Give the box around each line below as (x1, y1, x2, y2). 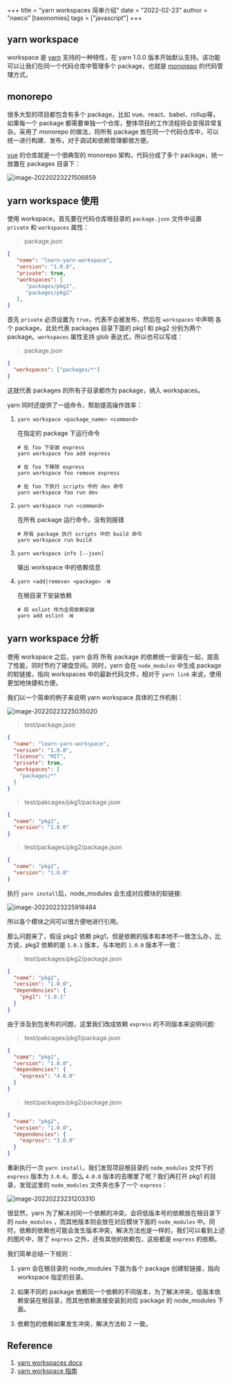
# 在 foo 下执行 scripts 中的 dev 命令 (17, 483, 124, 490)
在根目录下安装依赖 (17, 591, 72, 599)
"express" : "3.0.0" (19, 1137, 76, 1144)
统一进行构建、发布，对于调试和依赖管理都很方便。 (7, 136, 153, 144)
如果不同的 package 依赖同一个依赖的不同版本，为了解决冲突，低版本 (17, 1288, 215, 1295)
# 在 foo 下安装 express (17, 444, 85, 451)
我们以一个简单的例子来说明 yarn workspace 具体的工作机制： (7, 693, 184, 701)
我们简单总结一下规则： (7, 1250, 74, 1257)
